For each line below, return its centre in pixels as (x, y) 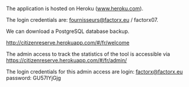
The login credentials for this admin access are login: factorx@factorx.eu (94, 72)
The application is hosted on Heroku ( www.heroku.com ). (75, 9)
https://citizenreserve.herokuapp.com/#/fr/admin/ (67, 60)
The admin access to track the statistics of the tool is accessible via (88, 54)
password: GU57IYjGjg (34, 78)
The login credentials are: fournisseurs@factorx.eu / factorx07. (82, 20)
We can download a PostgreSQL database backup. (68, 31)
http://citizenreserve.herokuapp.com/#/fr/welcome (68, 43)
